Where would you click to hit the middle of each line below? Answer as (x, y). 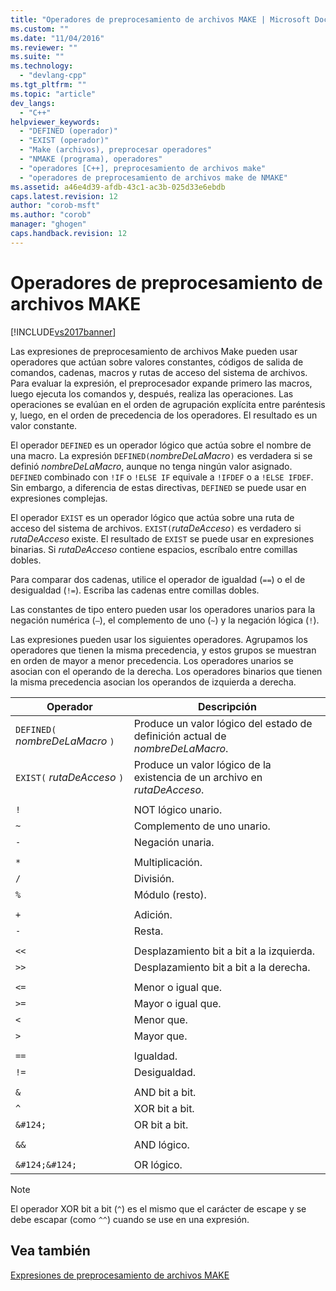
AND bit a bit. (165, 1092)
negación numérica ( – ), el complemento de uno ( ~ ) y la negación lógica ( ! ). (165, 620)
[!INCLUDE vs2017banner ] (63, 332)
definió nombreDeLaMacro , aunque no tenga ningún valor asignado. (151, 466)
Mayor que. (160, 1036)
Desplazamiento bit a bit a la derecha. (222, 967)
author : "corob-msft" (55, 206)
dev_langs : (33, 103)
